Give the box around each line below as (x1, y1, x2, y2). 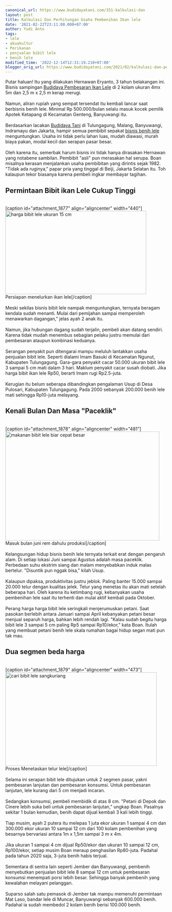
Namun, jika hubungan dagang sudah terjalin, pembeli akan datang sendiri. (5, 326, 163, 333)
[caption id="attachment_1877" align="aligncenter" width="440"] (5, 205, 142, 211)
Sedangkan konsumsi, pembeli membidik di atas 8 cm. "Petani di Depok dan (5, 798, 166, 804)
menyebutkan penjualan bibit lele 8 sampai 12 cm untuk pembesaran (5, 869, 150, 875)
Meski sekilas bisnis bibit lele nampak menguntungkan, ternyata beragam (5, 304, 160, 310)
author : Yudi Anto (5, 27, 45, 32)
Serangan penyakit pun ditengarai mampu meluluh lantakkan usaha (5, 348, 147, 354)
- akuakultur (5, 41, 33, 46)
